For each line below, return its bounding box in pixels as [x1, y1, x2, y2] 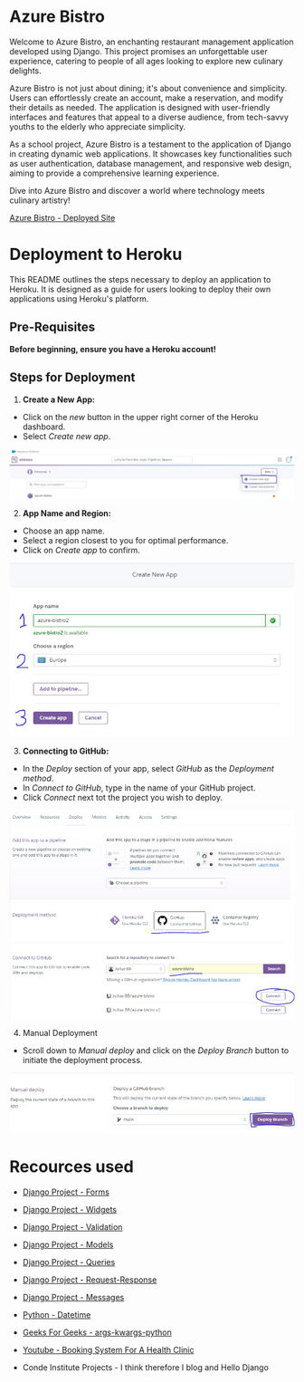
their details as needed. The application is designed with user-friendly [9, 101, 271, 112]
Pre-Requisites [9, 320, 96, 335]
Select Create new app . [22, 430, 111, 441]
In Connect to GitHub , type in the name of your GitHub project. [22, 782, 256, 793]
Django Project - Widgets [22, 1204, 118, 1215]
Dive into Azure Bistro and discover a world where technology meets [9, 185, 265, 196]
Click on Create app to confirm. [22, 545, 140, 556]
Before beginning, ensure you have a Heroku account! [9, 343, 217, 354]
